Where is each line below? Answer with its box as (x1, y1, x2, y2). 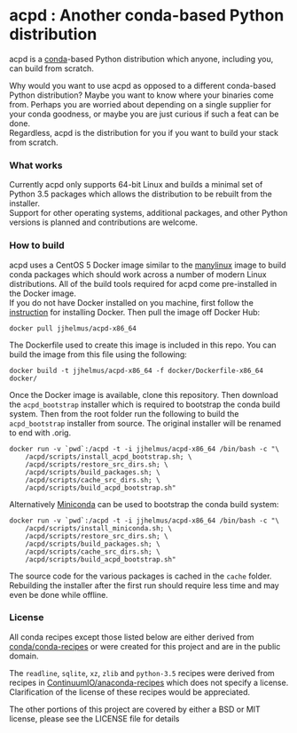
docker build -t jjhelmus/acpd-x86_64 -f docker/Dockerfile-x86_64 (9, 366, 264, 375)
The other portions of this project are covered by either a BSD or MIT (9, 704, 262, 714)
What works (9, 159, 63, 171)
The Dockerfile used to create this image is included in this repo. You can (9, 339, 277, 350)
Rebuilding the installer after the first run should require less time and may (9, 579, 279, 591)
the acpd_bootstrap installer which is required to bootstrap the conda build (9, 399, 281, 410)
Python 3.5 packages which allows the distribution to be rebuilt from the (9, 188, 272, 200)
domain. (9, 650, 39, 661)
